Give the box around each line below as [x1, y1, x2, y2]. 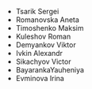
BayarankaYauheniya [15, 65, 85, 74]
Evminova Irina [15, 74, 65, 83]
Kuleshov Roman [15, 32, 71, 41]
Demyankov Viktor [15, 40, 77, 50]
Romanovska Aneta [15, 15, 79, 24]
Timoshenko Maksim [15, 24, 84, 32]
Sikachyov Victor [15, 57, 71, 66]
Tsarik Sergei [15, 7, 59, 16]
